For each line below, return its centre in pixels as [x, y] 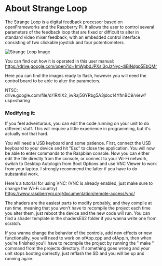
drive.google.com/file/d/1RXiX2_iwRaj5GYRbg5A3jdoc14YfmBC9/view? [76, 95]
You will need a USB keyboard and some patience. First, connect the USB [78, 143]
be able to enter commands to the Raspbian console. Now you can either [77, 153]
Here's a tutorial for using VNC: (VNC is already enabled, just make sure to [79, 183]
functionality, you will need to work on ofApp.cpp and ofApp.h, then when [78, 238]
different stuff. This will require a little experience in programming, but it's [78, 129]
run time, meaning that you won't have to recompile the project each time [78, 208]
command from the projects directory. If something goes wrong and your [77, 248]
